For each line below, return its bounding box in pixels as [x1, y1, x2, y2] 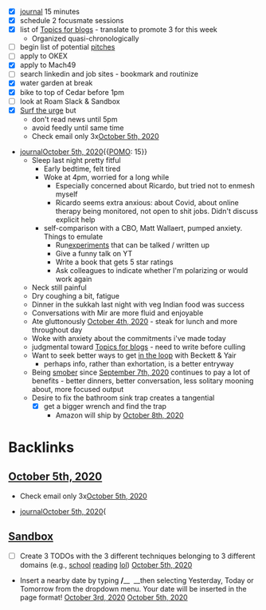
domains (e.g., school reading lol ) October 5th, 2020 [19, 560, 193, 569]
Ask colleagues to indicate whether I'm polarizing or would [55, 265, 248, 275]
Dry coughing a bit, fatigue [31, 291, 119, 300]
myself [55, 189, 78, 199]
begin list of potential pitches [19, 42, 115, 52]
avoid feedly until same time [31, 123, 124, 133]
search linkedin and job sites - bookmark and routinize [19, 69, 199, 79]
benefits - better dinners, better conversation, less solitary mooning [31, 375, 254, 386]
